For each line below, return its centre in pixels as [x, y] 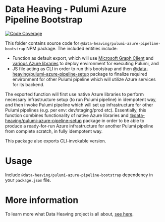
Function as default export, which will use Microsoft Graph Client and [83, 58]
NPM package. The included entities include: [72, 48]
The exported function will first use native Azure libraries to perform [75, 94]
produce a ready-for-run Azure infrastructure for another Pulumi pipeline [79, 126]
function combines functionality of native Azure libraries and [67, 115]
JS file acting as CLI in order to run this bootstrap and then [72, 69]
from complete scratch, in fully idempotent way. [54, 131]
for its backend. [28, 84]
